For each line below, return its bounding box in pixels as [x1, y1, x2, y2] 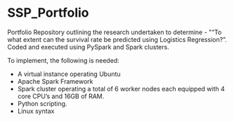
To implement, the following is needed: [7, 56, 119, 64]
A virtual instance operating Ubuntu [17, 70, 121, 78]
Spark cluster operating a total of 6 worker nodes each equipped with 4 [17, 84, 225, 93]
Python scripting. [17, 99, 67, 107]
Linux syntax [17, 107, 55, 115]
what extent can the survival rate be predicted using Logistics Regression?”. [7, 35, 227, 43]
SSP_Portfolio [7, 5, 89, 21]
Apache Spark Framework [17, 77, 93, 85]
